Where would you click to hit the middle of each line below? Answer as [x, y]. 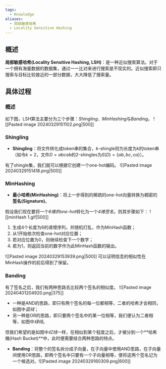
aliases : [14, 19]
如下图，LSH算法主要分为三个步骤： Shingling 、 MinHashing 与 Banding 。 [79, 119]
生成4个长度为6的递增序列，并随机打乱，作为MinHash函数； [74, 228]
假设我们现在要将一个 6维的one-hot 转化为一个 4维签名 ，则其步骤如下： [77, 212]
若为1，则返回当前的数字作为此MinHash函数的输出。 [66, 246]
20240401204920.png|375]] [34, 293]
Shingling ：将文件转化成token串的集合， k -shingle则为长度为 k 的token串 [86, 148]
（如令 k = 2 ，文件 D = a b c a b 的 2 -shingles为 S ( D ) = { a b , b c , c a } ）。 [79, 154]
